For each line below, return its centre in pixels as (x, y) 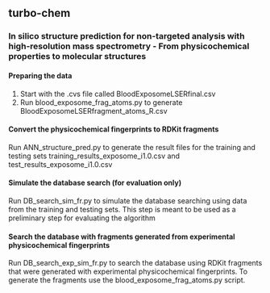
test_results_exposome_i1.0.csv (60, 164)
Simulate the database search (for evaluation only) (95, 183)
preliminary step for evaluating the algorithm (82, 218)
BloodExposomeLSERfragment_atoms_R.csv (93, 111)
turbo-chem (39, 13)
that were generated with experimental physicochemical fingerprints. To (128, 272)
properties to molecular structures (77, 57)
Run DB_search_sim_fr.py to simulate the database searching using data (128, 200)
